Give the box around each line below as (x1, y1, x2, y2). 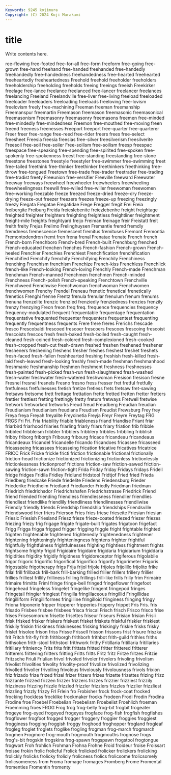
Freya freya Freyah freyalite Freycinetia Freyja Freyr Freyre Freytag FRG (5, 412, 155, 419)
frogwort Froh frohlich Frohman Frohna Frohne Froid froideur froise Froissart (5, 742, 165, 749)
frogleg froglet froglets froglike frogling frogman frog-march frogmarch (5, 726, 155, 732)
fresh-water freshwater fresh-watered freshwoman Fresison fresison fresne (5, 375, 165, 381)
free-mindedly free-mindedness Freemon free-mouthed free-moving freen (5, 120, 162, 126)
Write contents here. (5, 51, 48, 57)
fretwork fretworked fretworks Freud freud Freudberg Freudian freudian (5, 402, 156, 408)
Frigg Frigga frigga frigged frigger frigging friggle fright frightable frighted (5, 526, 161, 532)
